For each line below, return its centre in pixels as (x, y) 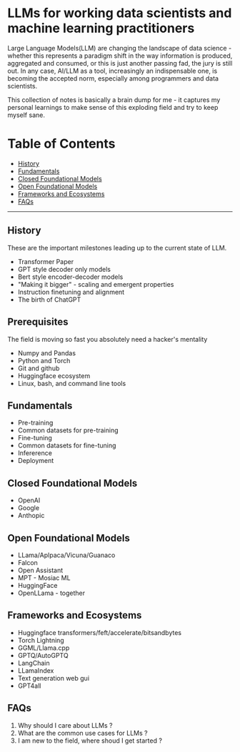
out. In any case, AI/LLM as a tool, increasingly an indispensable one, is (112, 71)
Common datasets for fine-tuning (67, 446)
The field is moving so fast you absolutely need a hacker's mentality (107, 339)
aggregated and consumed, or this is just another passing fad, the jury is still (120, 63)
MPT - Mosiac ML (44, 578)
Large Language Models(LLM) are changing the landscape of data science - (120, 48)
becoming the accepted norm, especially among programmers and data (113, 78)
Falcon (27, 562)
